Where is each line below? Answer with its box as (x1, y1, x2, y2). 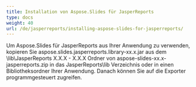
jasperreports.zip (6, 61, 49, 68)
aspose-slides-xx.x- (116, 55, 167, 62)
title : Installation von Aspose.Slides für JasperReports (6, 8, 154, 15)
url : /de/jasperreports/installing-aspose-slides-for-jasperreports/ (6, 25, 184, 32)
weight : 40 (6, 20, 34, 26)
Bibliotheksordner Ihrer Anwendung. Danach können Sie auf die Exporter (6, 67, 186, 75)
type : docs (6, 14, 34, 20)
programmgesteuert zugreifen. (6, 74, 82, 81)
